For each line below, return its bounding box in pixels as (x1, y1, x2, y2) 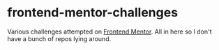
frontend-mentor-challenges (7, 5, 179, 21)
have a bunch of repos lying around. (7, 34, 112, 42)
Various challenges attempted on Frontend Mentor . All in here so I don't (7, 27, 212, 36)
